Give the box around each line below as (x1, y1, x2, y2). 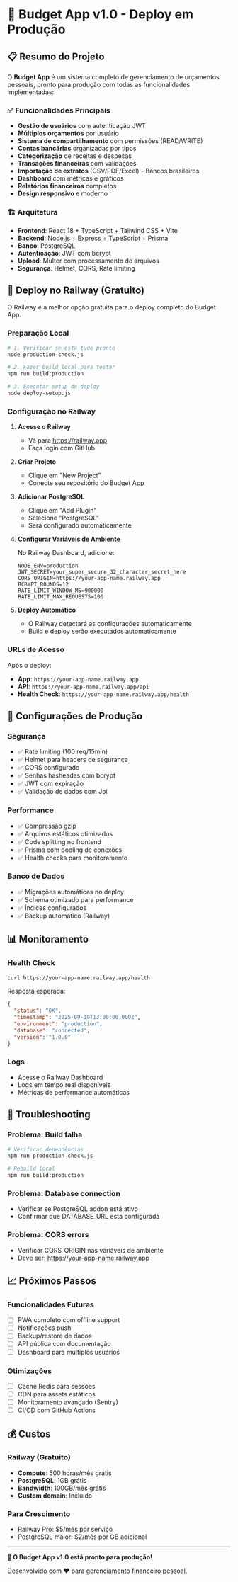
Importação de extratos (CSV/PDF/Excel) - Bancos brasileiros (17, 166, 200, 176)
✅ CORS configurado (17, 763, 80, 772)
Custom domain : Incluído (17, 1491, 93, 1500)
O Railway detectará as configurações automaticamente (28, 620, 193, 628)
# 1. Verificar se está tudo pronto (7, 344, 115, 351)
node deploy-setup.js (7, 389, 72, 397)
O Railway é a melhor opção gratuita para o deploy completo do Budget (7, 303, 216, 312)
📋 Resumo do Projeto (7, 50, 105, 62)
